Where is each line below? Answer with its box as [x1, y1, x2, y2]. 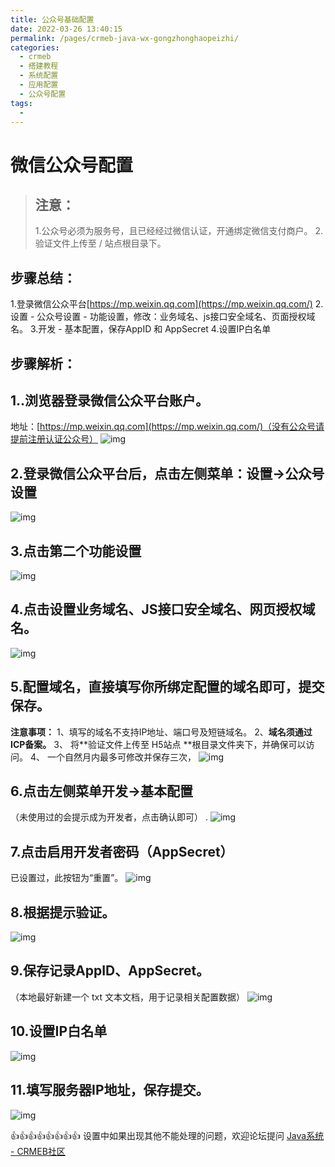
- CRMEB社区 [10, 1145, 66, 1157]
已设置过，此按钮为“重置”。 [10, 872, 124, 884]
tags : [10, 98, 33, 108]
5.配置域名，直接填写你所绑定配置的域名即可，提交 [10, 679, 325, 696]
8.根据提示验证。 [10, 904, 116, 921]
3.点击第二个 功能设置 [10, 542, 142, 560]
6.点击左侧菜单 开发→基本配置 [10, 783, 194, 800]
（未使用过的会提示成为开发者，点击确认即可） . [10, 811, 208, 823]
